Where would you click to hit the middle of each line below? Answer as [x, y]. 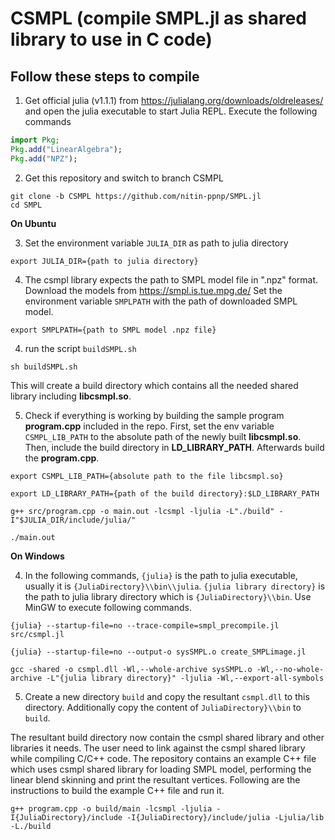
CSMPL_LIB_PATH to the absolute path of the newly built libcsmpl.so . [163, 436]
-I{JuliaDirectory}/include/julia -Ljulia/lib [225, 817]
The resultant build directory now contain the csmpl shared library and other [167, 737]
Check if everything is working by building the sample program [154, 415]
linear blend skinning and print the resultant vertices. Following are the [155, 779]
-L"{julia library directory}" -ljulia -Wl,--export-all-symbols [185, 678]
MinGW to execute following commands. [108, 607]
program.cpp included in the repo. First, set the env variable [149, 426]
